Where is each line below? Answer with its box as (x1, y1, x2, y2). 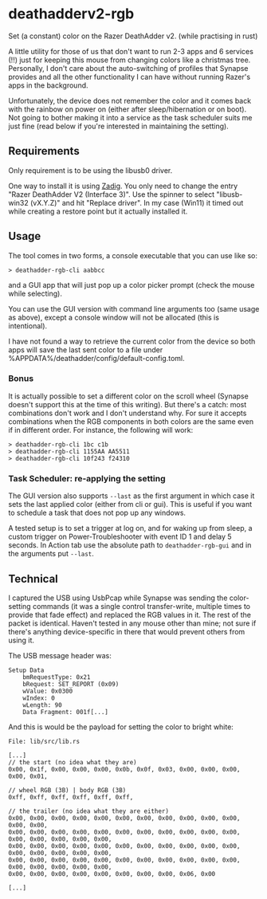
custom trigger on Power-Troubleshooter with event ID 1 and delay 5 (8, 532, 233, 542)
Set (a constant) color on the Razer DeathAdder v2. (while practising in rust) (8, 31, 258, 41)
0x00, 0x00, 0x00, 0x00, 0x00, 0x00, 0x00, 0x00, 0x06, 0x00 (8, 870, 216, 877)
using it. (8, 635, 34, 645)
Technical (8, 571, 58, 586)
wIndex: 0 (22, 694, 56, 702)
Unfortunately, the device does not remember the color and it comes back (8, 96, 252, 105)
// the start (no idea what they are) (8, 758, 137, 766)
